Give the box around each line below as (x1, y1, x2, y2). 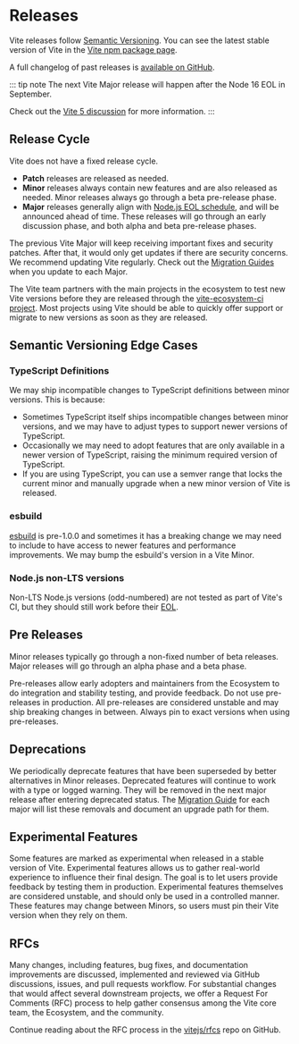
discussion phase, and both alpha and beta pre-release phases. (21, 220, 257, 231)
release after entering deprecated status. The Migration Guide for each (9, 794, 270, 804)
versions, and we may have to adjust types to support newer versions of (21, 421, 288, 432)
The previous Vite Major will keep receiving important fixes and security (9, 238, 274, 248)
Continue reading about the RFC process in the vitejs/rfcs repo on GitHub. (9, 1024, 281, 1035)
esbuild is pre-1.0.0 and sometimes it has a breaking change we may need (9, 530, 282, 541)
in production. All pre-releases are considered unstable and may (42, 696, 279, 707)
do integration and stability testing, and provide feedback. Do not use (9, 687, 264, 698)
